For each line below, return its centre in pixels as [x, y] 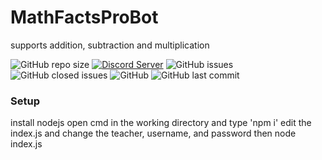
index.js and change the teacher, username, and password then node [153, 133]
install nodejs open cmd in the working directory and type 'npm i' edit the [161, 123]
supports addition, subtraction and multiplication [110, 45]
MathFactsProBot [84, 17]
